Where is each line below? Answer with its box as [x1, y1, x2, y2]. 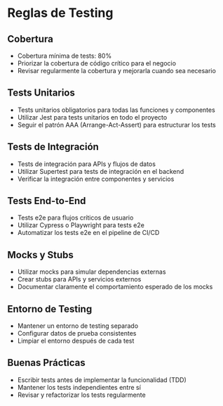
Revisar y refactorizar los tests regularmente [17, 391, 146, 399]
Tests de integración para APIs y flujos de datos [17, 160, 156, 168]
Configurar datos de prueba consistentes [17, 329, 137, 338]
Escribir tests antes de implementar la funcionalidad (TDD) [17, 375, 187, 384]
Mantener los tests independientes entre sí [17, 383, 142, 391]
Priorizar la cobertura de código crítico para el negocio [17, 59, 177, 68]
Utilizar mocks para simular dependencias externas [17, 267, 166, 276]
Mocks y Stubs [7, 248, 74, 261]
